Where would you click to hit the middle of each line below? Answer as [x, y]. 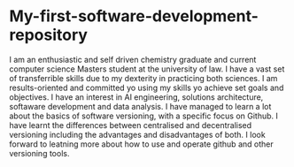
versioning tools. [39, 153]
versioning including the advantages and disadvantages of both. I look [137, 134]
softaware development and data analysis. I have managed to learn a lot [140, 106]
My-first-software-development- [134, 16]
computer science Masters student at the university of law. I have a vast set [147, 69]
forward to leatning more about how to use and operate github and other [141, 144]
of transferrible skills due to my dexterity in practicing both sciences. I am [143, 78]
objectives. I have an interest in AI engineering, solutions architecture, [136, 97]
